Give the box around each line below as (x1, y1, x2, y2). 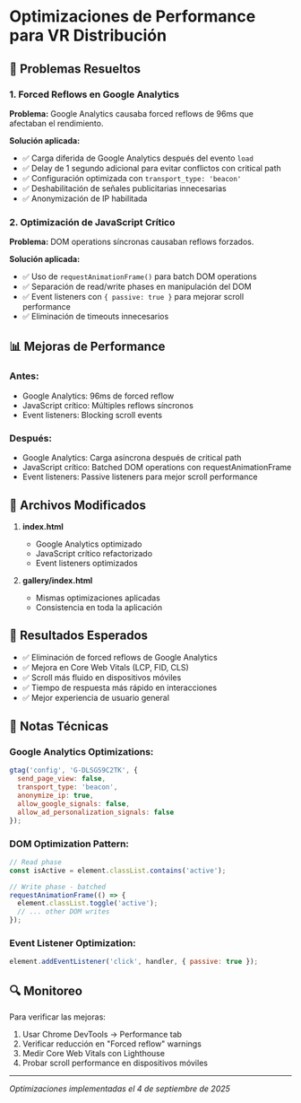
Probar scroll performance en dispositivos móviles (21, 1057, 209, 1068)
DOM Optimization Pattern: (9, 837, 130, 850)
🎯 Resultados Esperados (9, 628, 149, 643)
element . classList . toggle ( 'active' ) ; (17, 899, 159, 908)
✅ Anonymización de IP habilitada (21, 193, 148, 204)
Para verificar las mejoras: (9, 1011, 106, 1022)
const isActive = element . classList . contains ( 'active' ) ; (9, 866, 227, 875)
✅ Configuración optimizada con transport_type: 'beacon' (21, 172, 242, 183)
